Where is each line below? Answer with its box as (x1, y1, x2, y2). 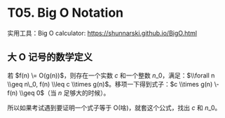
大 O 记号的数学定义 (7, 51, 93, 64)
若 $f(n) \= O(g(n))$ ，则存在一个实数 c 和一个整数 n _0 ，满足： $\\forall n (7, 71, 215, 80)
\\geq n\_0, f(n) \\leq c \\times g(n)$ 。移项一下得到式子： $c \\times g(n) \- (7, 80, 219, 88)
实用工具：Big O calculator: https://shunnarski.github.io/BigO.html (7, 29, 198, 37)
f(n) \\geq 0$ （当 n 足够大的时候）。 (7, 89, 110, 97)
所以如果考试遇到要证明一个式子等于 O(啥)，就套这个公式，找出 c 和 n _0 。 (7, 103, 221, 112)
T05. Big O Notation (7, 5, 124, 21)
